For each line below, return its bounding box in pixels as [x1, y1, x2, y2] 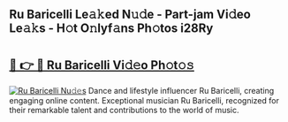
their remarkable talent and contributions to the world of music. [9, 105, 239, 115]
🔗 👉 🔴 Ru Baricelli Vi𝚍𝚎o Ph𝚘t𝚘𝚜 [9, 57, 194, 72]
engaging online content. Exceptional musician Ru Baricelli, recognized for [9, 95, 280, 105]
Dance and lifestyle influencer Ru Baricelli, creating [87, 86, 275, 95]
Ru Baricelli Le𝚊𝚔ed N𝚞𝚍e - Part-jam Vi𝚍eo [9, 7, 252, 22]
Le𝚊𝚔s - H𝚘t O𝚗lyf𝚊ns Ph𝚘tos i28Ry [9, 21, 214, 36]
